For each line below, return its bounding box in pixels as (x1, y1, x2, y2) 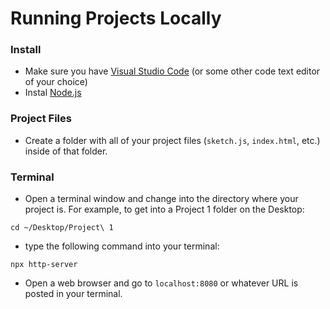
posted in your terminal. (24, 288, 123, 300)
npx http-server (10, 260, 78, 270)
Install (10, 43, 42, 57)
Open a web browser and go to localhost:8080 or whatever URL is (24, 277, 299, 289)
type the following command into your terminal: (24, 240, 220, 252)
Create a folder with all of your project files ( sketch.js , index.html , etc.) (24, 134, 321, 146)
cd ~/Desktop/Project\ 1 (10, 223, 114, 233)
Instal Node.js (24, 87, 82, 99)
